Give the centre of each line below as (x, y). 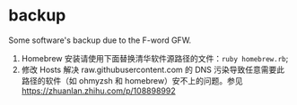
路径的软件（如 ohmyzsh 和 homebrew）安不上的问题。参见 (132, 80)
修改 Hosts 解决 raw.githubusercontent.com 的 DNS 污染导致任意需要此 (153, 69)
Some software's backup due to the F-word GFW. (100, 40)
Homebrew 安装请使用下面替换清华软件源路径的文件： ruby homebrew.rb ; (155, 58)
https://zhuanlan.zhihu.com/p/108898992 (98, 91)
